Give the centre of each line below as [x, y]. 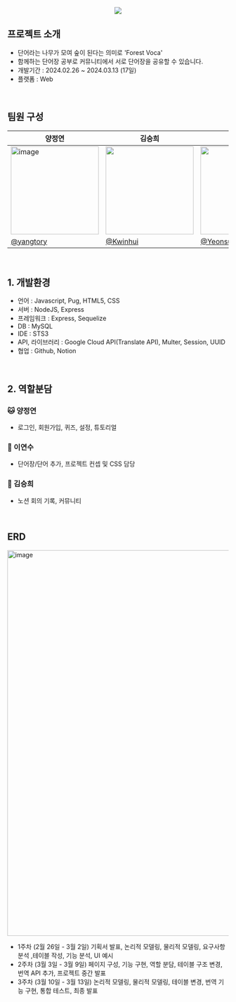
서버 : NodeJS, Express [51, 310]
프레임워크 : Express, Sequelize [62, 318]
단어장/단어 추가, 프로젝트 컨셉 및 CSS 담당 [76, 464]
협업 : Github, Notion [47, 351]
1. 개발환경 [29, 283]
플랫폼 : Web [35, 79]
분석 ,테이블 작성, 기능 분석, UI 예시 [65, 955]
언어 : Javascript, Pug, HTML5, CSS [68, 301]
